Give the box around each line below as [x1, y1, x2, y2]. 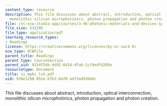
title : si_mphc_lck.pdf [5, 72, 55, 77]
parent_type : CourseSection [5, 58, 64, 63]
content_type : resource [5, 7, 55, 12]
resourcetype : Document [5, 67, 55, 72]
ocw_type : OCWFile [5, 49, 43, 53]
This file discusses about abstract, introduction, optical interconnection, [5, 90, 153, 96]
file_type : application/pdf [5, 30, 64, 35]
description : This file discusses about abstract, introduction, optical [5, 12, 162, 17]
